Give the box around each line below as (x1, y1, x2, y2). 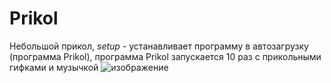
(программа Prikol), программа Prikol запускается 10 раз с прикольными (9, 50, 322, 62)
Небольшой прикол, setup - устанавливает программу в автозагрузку (9, 40, 309, 52)
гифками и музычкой (9, 61, 99, 73)
